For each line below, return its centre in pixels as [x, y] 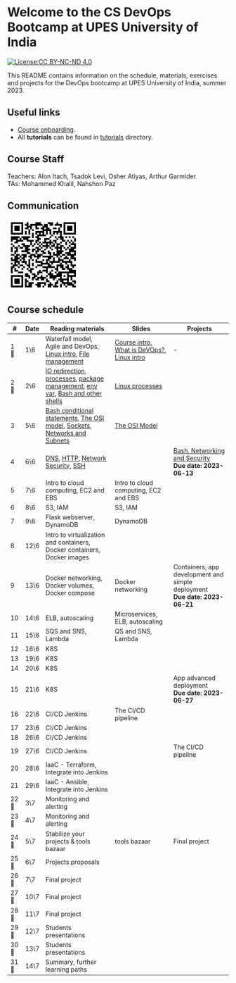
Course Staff [36, 159]
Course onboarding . [46, 129]
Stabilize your [65, 834]
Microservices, [136, 614]
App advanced [195, 678]
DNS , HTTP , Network [76, 458]
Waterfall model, [69, 338]
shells [54, 401]
